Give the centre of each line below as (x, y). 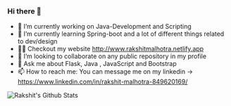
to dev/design (37, 41)
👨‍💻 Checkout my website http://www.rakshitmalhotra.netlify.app (111, 49)
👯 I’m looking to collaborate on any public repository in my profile (112, 56)
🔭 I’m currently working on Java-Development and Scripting (104, 27)
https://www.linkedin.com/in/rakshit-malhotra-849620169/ (102, 82)
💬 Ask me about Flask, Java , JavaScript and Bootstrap (97, 64)
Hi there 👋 (25, 11)
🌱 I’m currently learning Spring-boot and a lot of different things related (121, 34)
